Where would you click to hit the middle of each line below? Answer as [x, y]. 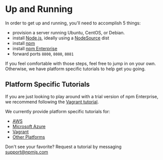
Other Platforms [29, 137]
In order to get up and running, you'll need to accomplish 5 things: [73, 23]
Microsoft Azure [29, 126]
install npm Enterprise [35, 48]
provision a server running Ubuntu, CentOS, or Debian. [69, 32]
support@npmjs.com [27, 152]
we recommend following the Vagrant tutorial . [52, 102]
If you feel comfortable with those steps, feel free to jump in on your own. [81, 63]
